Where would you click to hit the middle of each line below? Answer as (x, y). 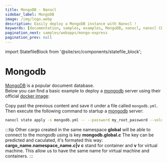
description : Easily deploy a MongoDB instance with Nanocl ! (71, 24)
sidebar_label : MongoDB (30, 14)
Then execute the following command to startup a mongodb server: (74, 111)
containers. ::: (19, 156)
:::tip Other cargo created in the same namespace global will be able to (78, 129)
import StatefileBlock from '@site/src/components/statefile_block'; (74, 51)
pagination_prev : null (29, 38)
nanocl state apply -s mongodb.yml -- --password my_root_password (77, 120)
